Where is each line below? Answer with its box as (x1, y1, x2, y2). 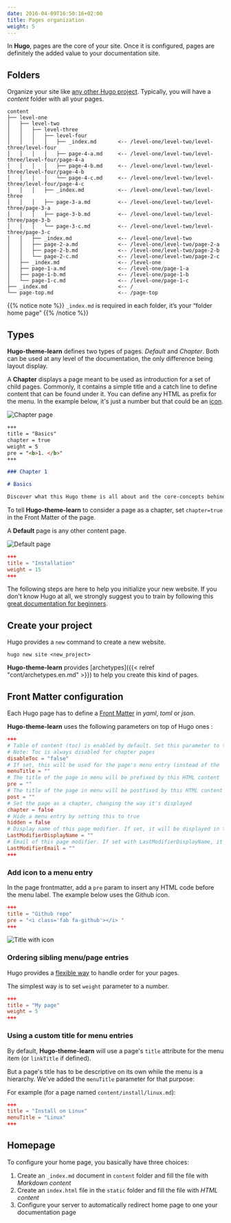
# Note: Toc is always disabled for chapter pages (7, 748, 155, 756)
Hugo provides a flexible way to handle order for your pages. (7, 968, 180, 977)
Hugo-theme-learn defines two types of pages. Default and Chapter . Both (7, 347, 219, 355)
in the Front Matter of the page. (7, 513, 96, 521)
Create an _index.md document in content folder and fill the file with (16, 1171, 208, 1180)
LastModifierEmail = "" (7, 845, 76, 852)
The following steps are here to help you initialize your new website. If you (7, 585, 217, 594)
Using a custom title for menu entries (7, 1031, 134, 1041)
